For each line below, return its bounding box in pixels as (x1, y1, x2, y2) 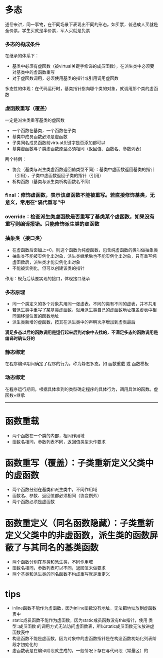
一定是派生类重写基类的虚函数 (5, 117, 65, 123)
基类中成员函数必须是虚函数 (12, 133, 68, 139)
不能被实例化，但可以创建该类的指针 (12, 265, 85, 271)
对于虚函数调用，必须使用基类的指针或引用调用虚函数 (12, 75, 119, 81)
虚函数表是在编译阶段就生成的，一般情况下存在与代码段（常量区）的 (12, 648, 148, 654)
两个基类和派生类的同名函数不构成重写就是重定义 (12, 571, 110, 577)
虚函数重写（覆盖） (5, 105, 50, 112)
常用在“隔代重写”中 (20, 199, 65, 206)
